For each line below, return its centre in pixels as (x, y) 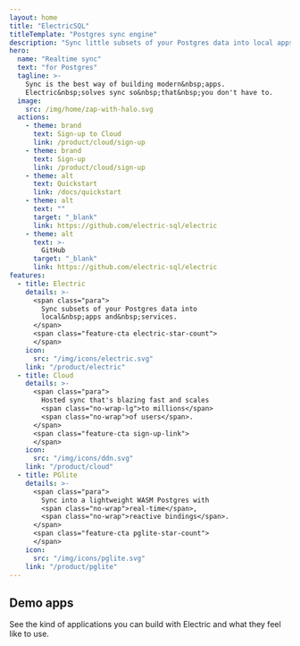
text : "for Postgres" (58, 68)
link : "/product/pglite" (71, 566)
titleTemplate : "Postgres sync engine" (83, 34)
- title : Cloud (46, 375)
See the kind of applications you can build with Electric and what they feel (145, 625)
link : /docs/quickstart (77, 192)
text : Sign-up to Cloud (77, 134)
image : (29, 101)
